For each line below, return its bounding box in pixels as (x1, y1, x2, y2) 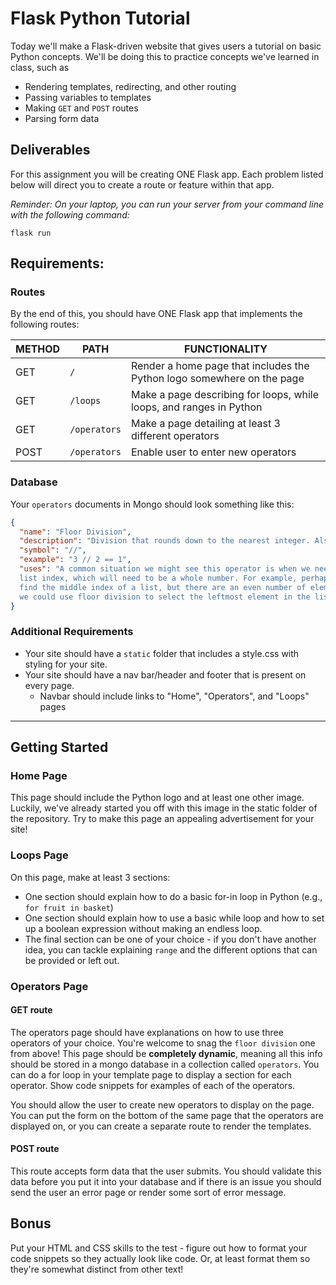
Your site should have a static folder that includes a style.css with (24, 647, 300, 659)
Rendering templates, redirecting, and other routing (24, 80, 237, 92)
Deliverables (10, 142, 91, 159)
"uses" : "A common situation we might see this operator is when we (19, 564, 311, 574)
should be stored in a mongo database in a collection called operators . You (10, 1058, 320, 1070)
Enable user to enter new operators (130, 445, 297, 459)
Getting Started (10, 739, 109, 756)
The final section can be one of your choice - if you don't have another (24, 933, 317, 945)
